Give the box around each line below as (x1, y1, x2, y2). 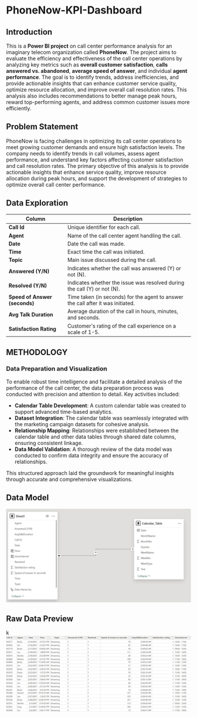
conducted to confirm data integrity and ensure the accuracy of (14, 451, 169, 459)
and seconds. (67, 314, 100, 321)
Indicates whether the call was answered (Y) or (67, 265, 182, 272)
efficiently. (6, 105, 32, 112)
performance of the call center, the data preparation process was (6, 384, 164, 391)
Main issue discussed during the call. (67, 257, 157, 264)
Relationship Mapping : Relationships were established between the (14, 427, 179, 434)
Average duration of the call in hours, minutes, (67, 308, 179, 315)
